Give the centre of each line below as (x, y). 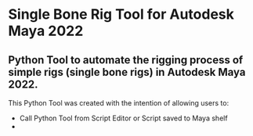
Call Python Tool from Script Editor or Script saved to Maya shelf (124, 118)
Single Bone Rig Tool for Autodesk (121, 14)
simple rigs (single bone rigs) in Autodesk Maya (127, 72)
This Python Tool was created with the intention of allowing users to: (119, 103)
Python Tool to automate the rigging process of (126, 60)
